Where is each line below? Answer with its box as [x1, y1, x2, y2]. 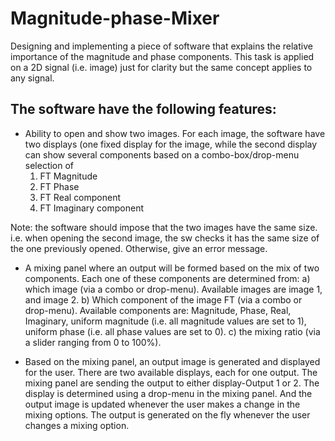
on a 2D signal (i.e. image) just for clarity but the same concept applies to [10, 61, 313, 73]
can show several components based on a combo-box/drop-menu [24, 148, 300, 161]
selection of [24, 159, 75, 171]
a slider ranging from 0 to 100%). [24, 336, 162, 348]
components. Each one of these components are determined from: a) [24, 272, 311, 284]
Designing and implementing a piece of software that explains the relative [10, 40, 313, 52]
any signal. [10, 72, 55, 84]
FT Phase [39, 180, 80, 192]
